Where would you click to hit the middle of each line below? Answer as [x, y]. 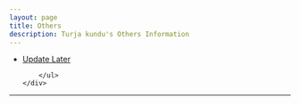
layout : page [33, 17]
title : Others [36, 26]
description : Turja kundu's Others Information [100, 34]
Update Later [46, 60]
